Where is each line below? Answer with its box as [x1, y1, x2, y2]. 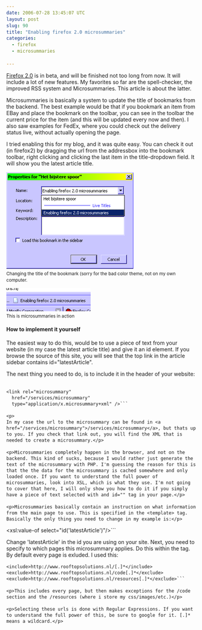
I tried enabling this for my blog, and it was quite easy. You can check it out [6, 140, 194, 148]
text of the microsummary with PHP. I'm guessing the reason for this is [6, 461, 197, 468]
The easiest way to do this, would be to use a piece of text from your [6, 339, 178, 346]
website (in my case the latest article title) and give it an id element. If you [6, 345, 190, 353]
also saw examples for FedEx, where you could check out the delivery [6, 122, 181, 130]
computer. [6, 277, 28, 283]
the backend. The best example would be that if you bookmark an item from [6, 103, 195, 110]
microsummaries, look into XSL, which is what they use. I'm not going [6, 479, 191, 486]
